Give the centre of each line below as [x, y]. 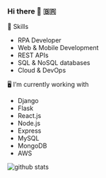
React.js [29, 116]
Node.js [29, 124]
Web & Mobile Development [58, 48]
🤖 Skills [18, 27]
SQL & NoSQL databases [54, 63]
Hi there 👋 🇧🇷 [32, 11]
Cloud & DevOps [42, 71]
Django [28, 101]
